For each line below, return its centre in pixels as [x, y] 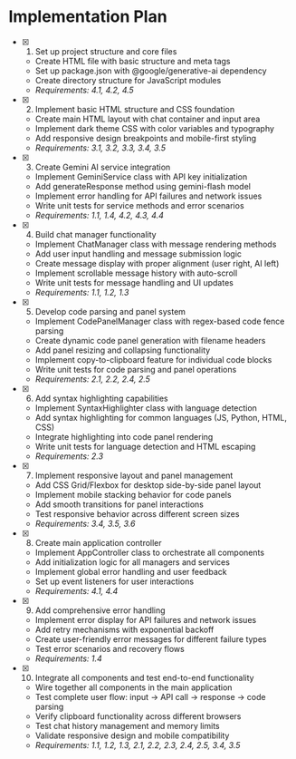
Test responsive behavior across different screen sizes [137, 513]
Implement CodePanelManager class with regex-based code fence [160, 321]
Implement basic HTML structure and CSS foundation [135, 109]
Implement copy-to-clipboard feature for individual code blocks [153, 359]
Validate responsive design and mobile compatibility [132, 735]
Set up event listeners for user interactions [115, 581]
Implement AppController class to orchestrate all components [149, 552]
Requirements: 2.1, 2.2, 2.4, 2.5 [93, 379]
